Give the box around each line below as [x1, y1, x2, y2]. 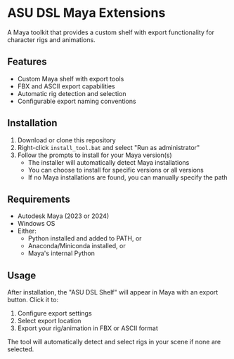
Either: [17, 226, 37, 236]
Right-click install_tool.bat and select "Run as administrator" [17, 143, 200, 151]
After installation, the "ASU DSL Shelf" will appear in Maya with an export [7, 288, 219, 297]
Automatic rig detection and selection [17, 89, 126, 97]
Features [7, 56, 47, 68]
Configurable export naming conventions [17, 97, 136, 105]
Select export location [17, 317, 82, 325]
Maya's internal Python [27, 249, 95, 257]
